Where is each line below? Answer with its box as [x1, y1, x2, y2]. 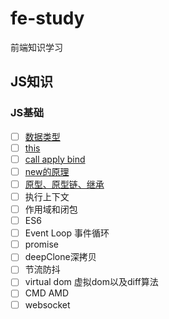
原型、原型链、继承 [24, 178, 105, 190]
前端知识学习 [10, 41, 63, 53]
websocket [24, 298, 71, 311]
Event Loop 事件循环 [24, 227, 110, 239]
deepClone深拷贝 [24, 251, 97, 263]
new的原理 [24, 165, 70, 177]
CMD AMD [24, 287, 70, 299]
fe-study [10, 7, 85, 30]
